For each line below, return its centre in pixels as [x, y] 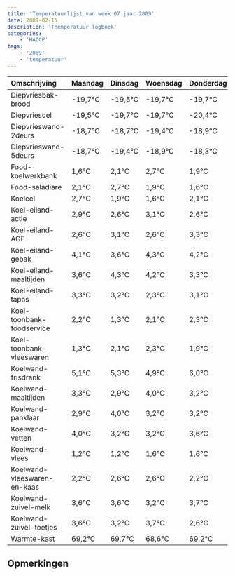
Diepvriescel [31, 115]
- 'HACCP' [34, 40]
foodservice [30, 328]
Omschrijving [34, 83]
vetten [21, 438]
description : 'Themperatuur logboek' [62, 27]
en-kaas [25, 487]
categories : [24, 33]
